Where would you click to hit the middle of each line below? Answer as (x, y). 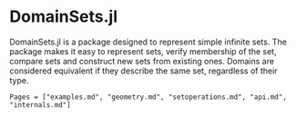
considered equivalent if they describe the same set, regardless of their (143, 71)
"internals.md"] (40, 105)
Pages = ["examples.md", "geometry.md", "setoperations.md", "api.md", (148, 97)
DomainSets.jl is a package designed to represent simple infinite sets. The (148, 42)
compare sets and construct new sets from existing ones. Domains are (142, 61)
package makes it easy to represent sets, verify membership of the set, (143, 51)
